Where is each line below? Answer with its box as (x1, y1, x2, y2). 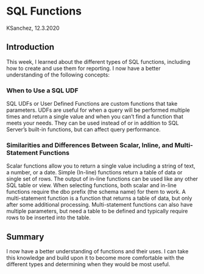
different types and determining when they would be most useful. (6, 261, 171, 268)
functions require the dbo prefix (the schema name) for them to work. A (6, 188, 186, 196)
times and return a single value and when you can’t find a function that (6, 113, 184, 120)
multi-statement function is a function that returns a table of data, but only (6, 194, 192, 202)
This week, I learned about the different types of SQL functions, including (6, 58, 191, 65)
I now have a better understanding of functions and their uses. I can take (6, 248, 189, 255)
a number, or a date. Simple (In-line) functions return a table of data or (6, 169, 183, 176)
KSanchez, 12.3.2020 (6, 24, 60, 32)
